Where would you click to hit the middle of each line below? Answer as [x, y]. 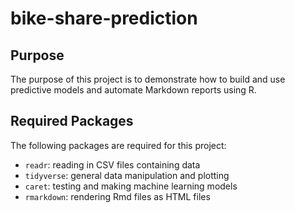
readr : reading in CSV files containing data [112, 164]
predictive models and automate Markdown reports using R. [133, 90]
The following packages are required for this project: [118, 145]
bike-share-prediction [104, 18]
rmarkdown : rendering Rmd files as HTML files [117, 196]
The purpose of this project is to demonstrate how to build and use [148, 79]
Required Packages [72, 121]
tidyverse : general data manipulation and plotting [127, 175]
